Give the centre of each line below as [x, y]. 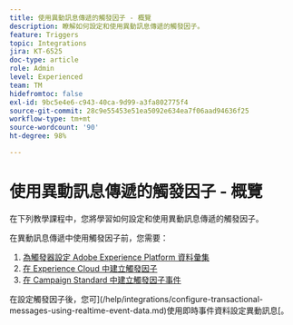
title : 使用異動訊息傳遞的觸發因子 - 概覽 [80, 18]
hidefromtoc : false [46, 94]
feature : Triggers [44, 34]
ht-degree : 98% [38, 136]
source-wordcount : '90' [54, 128]
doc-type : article [44, 60]
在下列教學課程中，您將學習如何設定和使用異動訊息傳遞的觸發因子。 [137, 218]
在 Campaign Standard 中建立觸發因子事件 [102, 280]
